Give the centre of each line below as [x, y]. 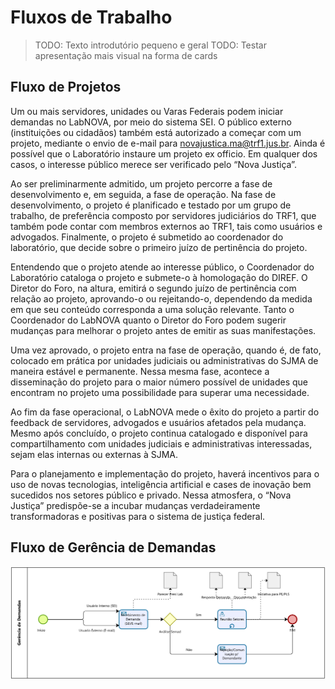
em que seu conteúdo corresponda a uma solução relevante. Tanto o [152, 309]
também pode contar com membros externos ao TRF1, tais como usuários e [166, 226]
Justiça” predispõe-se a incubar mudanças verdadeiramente [135, 505]
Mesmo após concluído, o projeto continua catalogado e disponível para [159, 433]
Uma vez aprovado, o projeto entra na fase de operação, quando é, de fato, [166, 350]
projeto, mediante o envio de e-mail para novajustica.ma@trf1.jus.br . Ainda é [168, 143]
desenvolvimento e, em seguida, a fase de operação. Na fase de [143, 194]
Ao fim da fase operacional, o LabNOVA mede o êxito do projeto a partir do [165, 412]
